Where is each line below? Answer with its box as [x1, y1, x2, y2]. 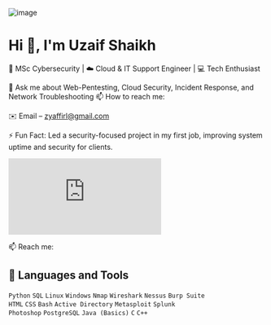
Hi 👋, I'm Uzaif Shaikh [8, 37, 156, 55]
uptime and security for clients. [8, 142, 113, 152]
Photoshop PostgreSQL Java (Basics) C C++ [8, 309, 148, 317]
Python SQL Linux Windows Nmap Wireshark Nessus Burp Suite [8, 292, 205, 300]
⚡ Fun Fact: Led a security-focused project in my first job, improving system [8, 130, 263, 140]
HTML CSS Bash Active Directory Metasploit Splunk [8, 300, 176, 309]
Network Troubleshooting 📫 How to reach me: [8, 91, 165, 101]
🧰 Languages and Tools [8, 269, 129, 283]
